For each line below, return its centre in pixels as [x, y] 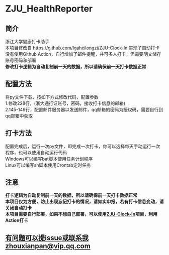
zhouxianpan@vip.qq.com [48, 246]
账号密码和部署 [21, 60]
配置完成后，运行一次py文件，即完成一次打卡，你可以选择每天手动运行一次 [83, 146]
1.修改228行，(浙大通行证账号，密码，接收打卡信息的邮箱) [65, 103]
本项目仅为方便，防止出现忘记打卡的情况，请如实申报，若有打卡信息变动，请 [84, 202]
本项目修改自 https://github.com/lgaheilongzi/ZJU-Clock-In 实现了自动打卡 [82, 48]
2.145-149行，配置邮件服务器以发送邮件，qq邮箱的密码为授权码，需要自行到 [84, 109]
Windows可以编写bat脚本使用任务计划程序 [49, 159]
